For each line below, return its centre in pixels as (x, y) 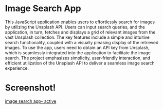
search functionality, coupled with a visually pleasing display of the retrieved (82, 42)
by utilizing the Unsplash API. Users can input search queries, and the (75, 27)
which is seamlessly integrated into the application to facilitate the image (78, 53)
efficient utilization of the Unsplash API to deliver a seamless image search (80, 63)
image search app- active (31, 101)
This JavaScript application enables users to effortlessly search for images (80, 22)
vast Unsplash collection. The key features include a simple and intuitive (77, 37)
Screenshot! (30, 88)
